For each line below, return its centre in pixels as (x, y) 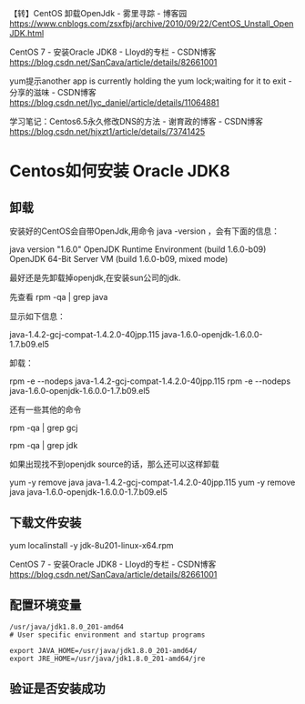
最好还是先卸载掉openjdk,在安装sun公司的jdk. (95, 277)
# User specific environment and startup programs (107, 635)
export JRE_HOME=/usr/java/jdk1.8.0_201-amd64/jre (107, 659)
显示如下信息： (37, 316)
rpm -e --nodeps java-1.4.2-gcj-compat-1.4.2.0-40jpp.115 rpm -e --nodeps (150, 381)
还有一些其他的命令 (46, 409)
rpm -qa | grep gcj (44, 427)
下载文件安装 (46, 523)
